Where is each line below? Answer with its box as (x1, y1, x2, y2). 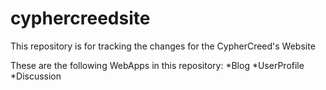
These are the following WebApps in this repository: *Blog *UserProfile (10, 59, 305, 71)
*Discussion (10, 70, 62, 82)
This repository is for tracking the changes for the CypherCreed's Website (10, 40, 316, 52)
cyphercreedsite (10, 7, 151, 30)
